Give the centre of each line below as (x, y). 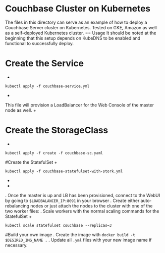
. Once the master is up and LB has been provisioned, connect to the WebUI (82, 195)
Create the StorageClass (57, 130)
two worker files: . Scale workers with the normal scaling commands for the (82, 211)
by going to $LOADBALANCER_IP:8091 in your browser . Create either (72, 201)
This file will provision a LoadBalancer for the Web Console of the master (80, 105)
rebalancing (17, 205)
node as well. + (21, 110)
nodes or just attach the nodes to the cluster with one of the (91, 205)
